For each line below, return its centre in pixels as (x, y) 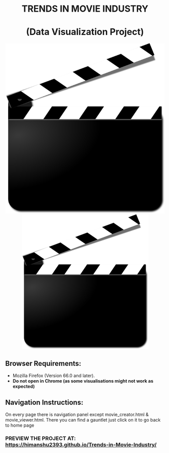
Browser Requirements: (43, 363)
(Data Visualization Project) (85, 32)
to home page (20, 425)
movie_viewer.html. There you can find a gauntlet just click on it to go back (83, 420)
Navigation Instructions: (44, 402)
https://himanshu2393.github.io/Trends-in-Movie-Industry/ (81, 444)
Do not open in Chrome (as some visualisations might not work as (83, 381)
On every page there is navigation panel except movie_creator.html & (77, 415)
